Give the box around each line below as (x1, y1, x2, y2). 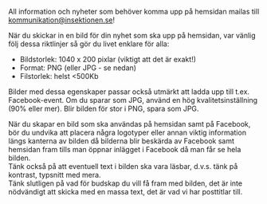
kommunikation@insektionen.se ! (8, 15, 116, 25)
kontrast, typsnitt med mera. (8, 171, 101, 179)
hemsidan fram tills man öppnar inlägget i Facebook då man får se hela (8, 145, 241, 154)
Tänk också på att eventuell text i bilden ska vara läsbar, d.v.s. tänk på (8, 162, 238, 171)
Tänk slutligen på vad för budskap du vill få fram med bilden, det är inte (8, 178, 243, 188)
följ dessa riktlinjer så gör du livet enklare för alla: (8, 39, 170, 49)
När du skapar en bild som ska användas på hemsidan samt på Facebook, (8, 120, 251, 128)
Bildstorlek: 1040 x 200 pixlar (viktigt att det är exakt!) (19, 55, 197, 64)
